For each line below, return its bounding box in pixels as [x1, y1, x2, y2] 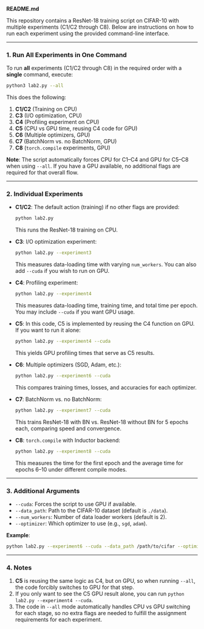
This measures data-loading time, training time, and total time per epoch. [15, 302, 198, 309]
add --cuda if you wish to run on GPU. [15, 267, 110, 275]
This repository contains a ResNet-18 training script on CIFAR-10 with [6, 17, 179, 24]
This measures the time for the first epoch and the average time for [15, 459, 183, 467]
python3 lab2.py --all [6, 83, 64, 89]
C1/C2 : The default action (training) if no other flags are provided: [15, 204, 180, 211]
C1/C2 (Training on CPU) [15, 106, 78, 113]
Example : [6, 531, 30, 538]
